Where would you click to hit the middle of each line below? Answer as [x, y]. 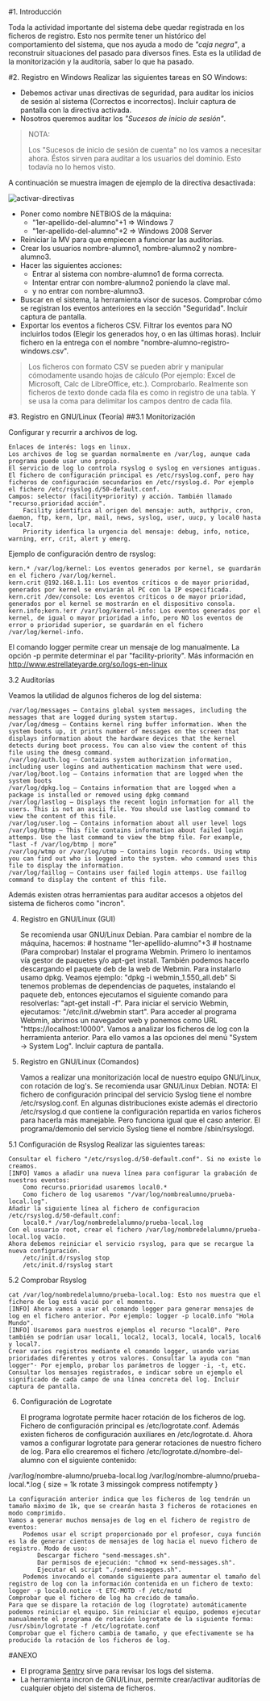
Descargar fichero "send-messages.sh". [104, 1556]
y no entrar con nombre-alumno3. [88, 291]
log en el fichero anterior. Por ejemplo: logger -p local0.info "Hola [131, 1316]
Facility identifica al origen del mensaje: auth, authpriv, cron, [138, 511]
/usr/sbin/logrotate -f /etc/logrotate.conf [84, 1626]
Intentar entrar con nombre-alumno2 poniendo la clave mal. [131, 282]
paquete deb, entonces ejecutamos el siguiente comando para [124, 995]
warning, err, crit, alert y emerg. [70, 539]
